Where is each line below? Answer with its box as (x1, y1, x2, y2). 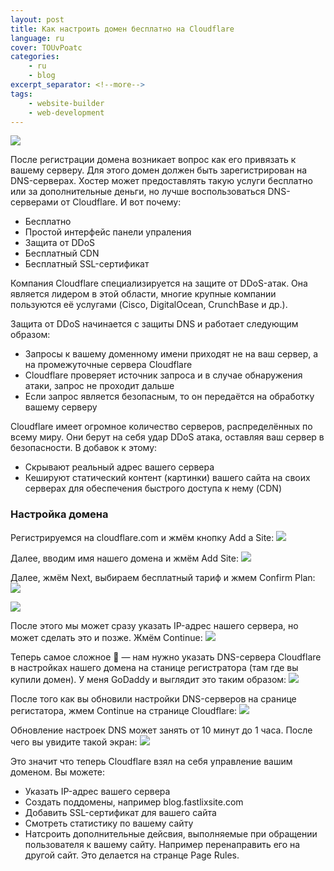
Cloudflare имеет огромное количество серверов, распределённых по (10, 421, 313, 433)
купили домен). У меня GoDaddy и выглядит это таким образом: (10, 673, 287, 685)
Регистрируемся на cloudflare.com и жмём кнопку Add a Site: (10, 531, 275, 543)
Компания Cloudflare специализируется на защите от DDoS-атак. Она (10, 277, 308, 290)
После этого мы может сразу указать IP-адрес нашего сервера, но (10, 619, 299, 631)
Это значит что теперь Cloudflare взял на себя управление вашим (10, 755, 293, 767)
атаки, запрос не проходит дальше (24, 380, 175, 392)
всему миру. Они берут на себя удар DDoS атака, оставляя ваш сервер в (10, 431, 325, 443)
